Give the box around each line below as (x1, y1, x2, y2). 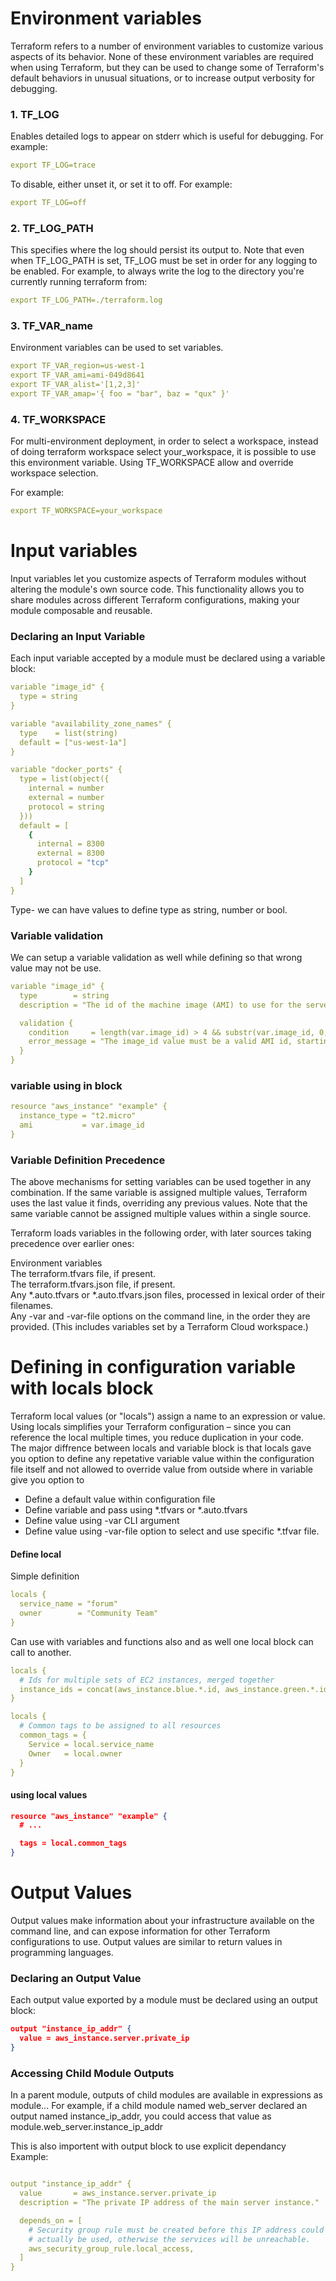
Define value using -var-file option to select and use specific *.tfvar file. (24, 1525, 320, 1537)
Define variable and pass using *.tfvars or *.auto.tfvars (24, 1504, 248, 1516)
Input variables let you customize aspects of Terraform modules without (10, 573, 307, 585)
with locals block (10, 1377, 154, 1400)
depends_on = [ (19, 2215, 83, 2226)
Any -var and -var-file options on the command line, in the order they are (10, 1310, 311, 1322)
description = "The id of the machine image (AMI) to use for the (19, 1000, 302, 1010)
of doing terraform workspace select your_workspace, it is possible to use (10, 446, 317, 458)
